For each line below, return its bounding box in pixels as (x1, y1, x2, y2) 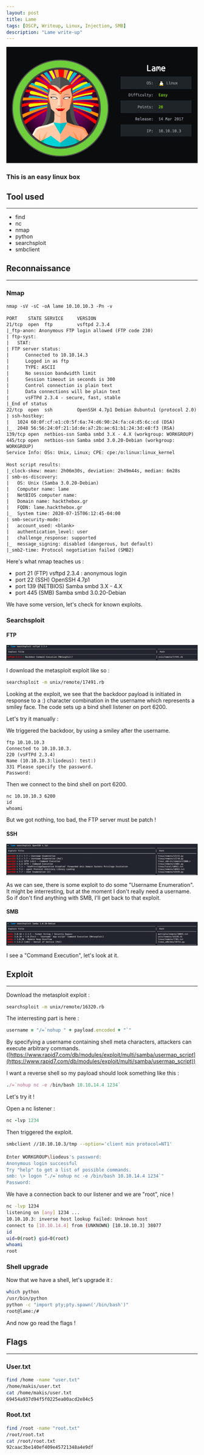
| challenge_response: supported (6, 535, 97, 541)
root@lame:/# (6, 1308, 39, 1315)
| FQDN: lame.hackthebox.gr (6, 505, 83, 511)
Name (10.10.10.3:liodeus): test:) (6, 758, 97, 764)
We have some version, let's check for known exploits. (6, 601, 143, 608)
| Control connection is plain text (6, 383, 113, 389)
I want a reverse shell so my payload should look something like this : (6, 1070, 179, 1077)
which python (6, 1289, 39, 1295)
